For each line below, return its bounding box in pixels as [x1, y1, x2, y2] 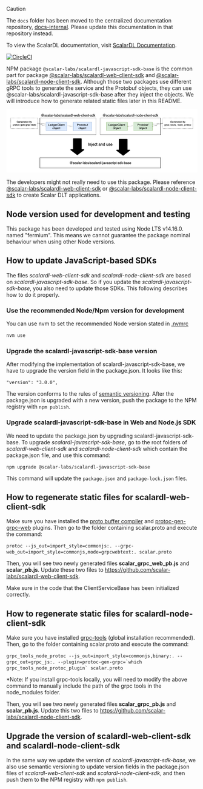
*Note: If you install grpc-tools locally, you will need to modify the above [6, 676, 188, 683]
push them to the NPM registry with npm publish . [6, 776, 128, 783]
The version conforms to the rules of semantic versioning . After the [6, 390, 175, 398]
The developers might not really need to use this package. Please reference [6, 178, 196, 186]
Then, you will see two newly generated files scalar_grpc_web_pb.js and [6, 560, 190, 567]
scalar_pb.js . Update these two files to [6, 566, 104, 574]
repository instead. [6, 30, 53, 37]
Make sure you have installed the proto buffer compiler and [6, 518, 155, 525]
